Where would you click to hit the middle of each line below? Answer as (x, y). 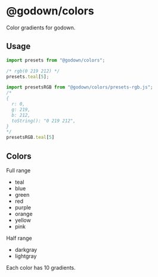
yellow (23, 220)
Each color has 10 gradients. (41, 267)
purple (23, 207)
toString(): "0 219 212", (44, 121)
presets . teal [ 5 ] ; (28, 77)
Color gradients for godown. (41, 28)
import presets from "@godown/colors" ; (56, 60)
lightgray (26, 256)
